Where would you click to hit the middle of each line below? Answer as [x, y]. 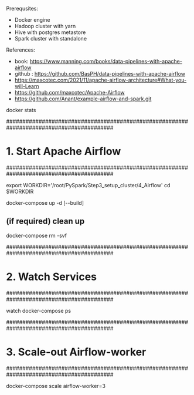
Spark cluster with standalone [50, 38]
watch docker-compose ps [39, 310]
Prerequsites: [22, 9]
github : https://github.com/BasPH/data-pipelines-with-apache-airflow [100, 74]
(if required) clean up [45, 222]
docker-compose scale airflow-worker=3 [56, 386]
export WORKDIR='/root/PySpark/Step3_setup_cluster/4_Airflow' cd [88, 185]
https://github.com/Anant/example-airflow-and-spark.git [83, 99]
